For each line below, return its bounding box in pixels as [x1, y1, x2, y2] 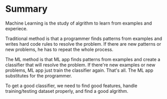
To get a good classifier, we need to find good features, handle [5, 83, 138, 89]
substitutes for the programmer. [5, 72, 73, 78]
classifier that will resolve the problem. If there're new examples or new [5, 62, 156, 68]
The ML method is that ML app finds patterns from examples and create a [5, 56, 161, 62]
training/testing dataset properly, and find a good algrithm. [5, 88, 129, 94]
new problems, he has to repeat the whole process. [5, 46, 113, 52]
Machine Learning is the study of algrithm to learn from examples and [5, 20, 152, 26]
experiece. [5, 25, 28, 31]
